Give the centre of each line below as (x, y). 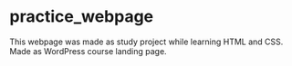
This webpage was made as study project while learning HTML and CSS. (146, 42)
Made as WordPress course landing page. (88, 51)
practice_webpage (82, 17)
